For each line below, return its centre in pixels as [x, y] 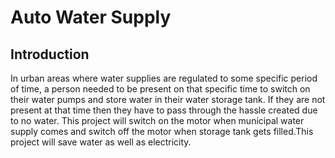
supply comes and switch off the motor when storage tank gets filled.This [162, 131]
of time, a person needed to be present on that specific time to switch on [160, 89]
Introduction [50, 54]
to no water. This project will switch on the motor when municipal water [157, 120]
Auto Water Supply [91, 17]
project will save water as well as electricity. [101, 142]
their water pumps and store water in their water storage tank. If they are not [168, 99]
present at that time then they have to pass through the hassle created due [164, 110]
